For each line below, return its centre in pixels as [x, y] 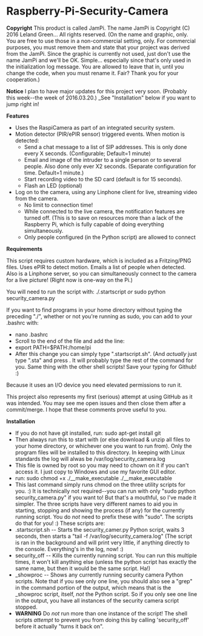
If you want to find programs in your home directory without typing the [94, 310]
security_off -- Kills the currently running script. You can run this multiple [106, 555]
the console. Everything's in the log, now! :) [69, 549]
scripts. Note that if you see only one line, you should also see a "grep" [104, 581]
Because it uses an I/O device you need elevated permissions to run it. [94, 385]
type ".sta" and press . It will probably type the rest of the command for [104, 360]
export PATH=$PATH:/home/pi [53, 347]
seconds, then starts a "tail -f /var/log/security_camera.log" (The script [104, 536]
